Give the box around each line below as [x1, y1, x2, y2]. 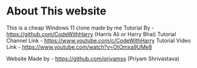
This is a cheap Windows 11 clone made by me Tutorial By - [6, 24, 155, 31]
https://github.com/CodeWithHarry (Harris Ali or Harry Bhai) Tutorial [6, 30, 176, 37]
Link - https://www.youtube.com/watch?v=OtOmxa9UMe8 [6, 43, 153, 51]
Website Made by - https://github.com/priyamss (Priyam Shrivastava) [6, 55, 180, 62]
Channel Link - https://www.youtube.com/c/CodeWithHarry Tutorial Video [6, 37, 191, 44]
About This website [6, 4, 107, 18]
